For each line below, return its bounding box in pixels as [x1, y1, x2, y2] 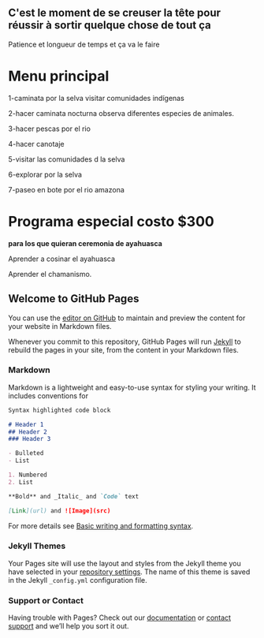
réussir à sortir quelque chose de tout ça [8, 19, 211, 32]
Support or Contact [8, 595, 84, 606]
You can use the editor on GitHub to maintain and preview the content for [8, 313, 246, 323]
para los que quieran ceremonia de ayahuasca [8, 238, 163, 248]
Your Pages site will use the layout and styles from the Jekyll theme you [8, 558, 242, 568]
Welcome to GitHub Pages [8, 292, 139, 306]
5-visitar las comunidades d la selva [8, 154, 125, 164]
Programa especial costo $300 [8, 212, 214, 230]
